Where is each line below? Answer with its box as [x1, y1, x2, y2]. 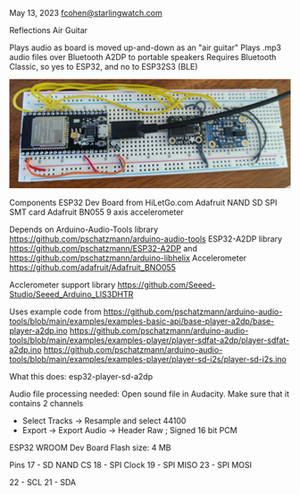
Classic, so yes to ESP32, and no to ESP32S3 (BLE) [9, 62, 198, 72]
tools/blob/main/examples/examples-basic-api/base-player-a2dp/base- [9, 315, 275, 326]
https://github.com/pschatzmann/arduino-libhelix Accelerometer [9, 252, 247, 263]
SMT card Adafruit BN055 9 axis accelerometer [9, 206, 185, 218]
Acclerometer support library [9, 279, 116, 290]
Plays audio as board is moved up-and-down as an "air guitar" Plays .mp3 [9, 42, 281, 53]
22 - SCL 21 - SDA [9, 476, 77, 487]
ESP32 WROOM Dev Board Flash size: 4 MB [9, 442, 171, 453]
